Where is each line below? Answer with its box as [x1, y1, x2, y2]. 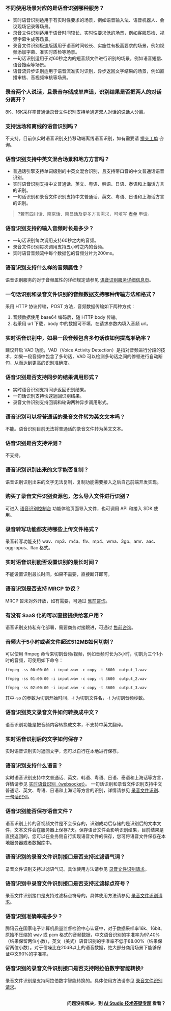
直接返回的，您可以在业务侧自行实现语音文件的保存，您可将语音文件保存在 [5, 833, 161, 839]
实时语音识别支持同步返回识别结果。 [12, 386, 89, 392]
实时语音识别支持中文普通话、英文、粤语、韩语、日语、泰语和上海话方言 [12, 181, 164, 187]
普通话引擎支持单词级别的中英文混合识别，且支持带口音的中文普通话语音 [12, 168, 164, 174]
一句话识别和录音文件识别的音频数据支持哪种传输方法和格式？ [5, 291, 157, 298]
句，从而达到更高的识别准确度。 [5, 360, 72, 366]
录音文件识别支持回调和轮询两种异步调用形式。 [12, 399, 111, 405]
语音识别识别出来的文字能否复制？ [5, 466, 89, 473]
